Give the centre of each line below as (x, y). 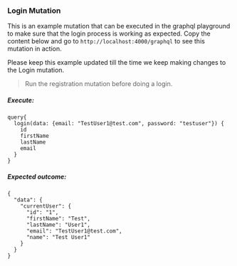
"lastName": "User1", (58, 225)
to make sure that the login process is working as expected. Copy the (109, 33)
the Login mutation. (36, 70)
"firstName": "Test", (58, 219)
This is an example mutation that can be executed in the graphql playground (119, 26)
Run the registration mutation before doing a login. (99, 84)
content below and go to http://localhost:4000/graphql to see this (106, 41)
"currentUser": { (46, 206)
